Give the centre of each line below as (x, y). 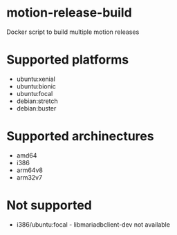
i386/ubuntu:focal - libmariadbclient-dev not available (93, 224)
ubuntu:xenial (36, 79)
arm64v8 (29, 170)
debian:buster (36, 108)
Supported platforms (68, 60)
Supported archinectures (80, 137)
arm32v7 (29, 177)
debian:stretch (37, 101)
